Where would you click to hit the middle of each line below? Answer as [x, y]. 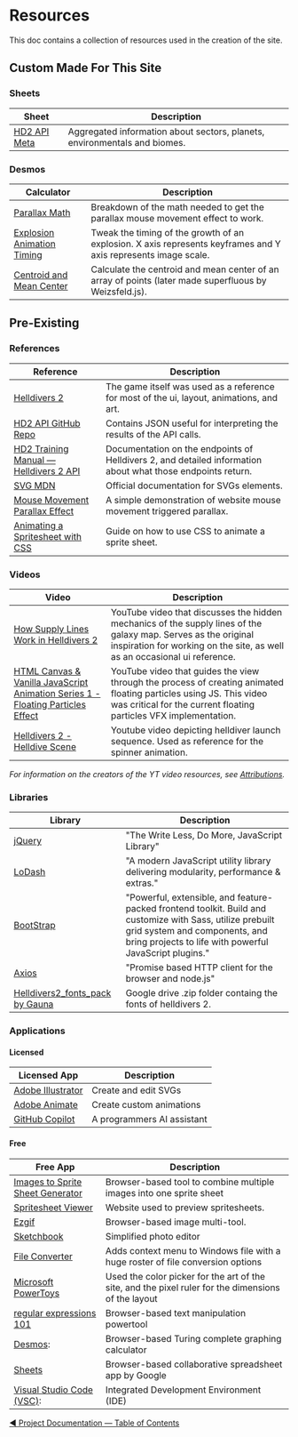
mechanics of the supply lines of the [186, 623]
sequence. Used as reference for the [187, 741]
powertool [126, 1324]
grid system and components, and [196, 931]
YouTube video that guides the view [185, 670]
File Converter [43, 1256]
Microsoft [34, 1281]
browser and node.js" [170, 979]
